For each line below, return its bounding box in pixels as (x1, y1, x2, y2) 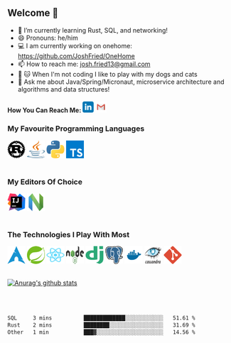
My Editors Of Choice (7, 177, 83, 187)
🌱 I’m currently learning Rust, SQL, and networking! (17, 26, 168, 34)
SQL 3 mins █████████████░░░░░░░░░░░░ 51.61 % (7, 315, 195, 322)
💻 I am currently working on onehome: (17, 41, 133, 50)
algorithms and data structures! (17, 85, 110, 93)
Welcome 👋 (7, 7, 59, 19)
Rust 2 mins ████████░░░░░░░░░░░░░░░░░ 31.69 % (7, 322, 195, 329)
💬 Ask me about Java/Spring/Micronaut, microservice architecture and (17, 77, 225, 86)
